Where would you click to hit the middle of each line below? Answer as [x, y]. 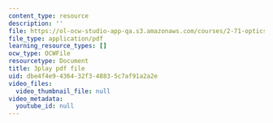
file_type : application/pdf [56, 38]
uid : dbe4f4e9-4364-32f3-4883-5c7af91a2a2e [83, 76]
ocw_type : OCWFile [39, 53]
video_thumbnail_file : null [63, 91]
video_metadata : [36, 99]
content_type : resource [49, 16]
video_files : [30, 83]
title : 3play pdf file [47, 69]
